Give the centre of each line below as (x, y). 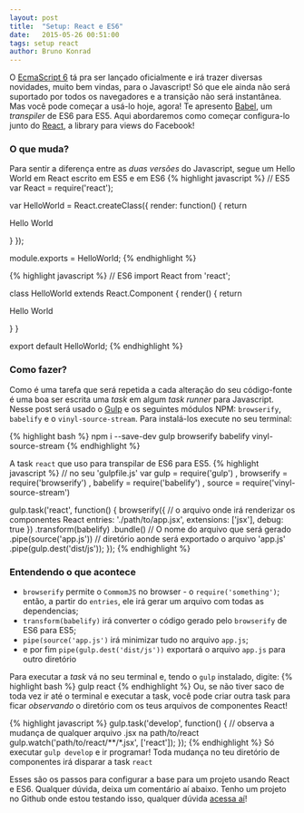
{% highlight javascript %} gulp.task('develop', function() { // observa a (142, 723)
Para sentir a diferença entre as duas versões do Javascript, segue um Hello (152, 169)
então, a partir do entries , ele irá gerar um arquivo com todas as (143, 602)
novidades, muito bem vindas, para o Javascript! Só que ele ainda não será (150, 87)
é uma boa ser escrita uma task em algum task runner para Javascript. (142, 399)
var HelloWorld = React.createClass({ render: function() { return (128, 206)
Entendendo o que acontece (73, 572)
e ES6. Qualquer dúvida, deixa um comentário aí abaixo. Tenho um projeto (148, 789)
